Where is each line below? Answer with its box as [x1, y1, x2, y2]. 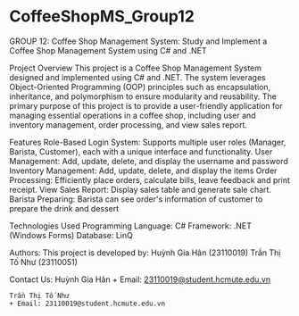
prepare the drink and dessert [9, 203, 120, 213]
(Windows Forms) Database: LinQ [9, 229, 134, 240]
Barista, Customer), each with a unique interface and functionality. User [9, 146, 273, 157]
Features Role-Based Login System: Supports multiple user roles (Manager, [9, 137, 287, 147]
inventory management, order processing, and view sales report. [9, 119, 248, 130]
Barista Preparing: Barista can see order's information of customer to [9, 194, 263, 204]
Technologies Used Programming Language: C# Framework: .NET [9, 220, 253, 231]
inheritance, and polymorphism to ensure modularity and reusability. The [9, 91, 277, 102]
